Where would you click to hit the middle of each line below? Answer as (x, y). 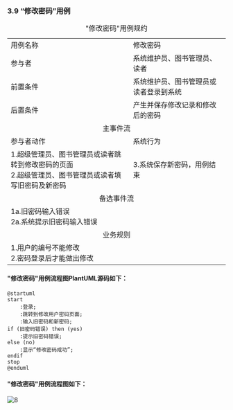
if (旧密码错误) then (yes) (45, 329)
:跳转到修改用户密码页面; (51, 314)
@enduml (18, 368)
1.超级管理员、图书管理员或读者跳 (66, 154)
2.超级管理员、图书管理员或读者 (62, 175)
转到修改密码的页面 (42, 165)
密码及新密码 (46, 186)
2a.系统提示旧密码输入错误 (54, 222)
